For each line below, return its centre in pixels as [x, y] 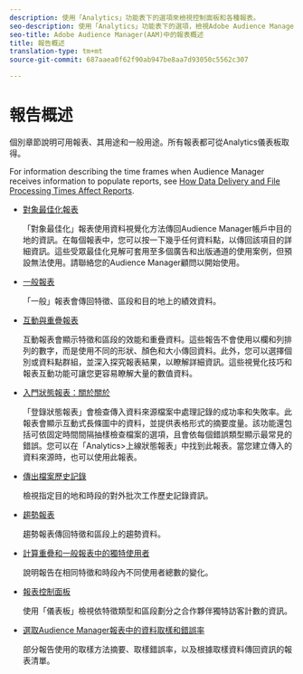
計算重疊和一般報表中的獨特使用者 [86, 553]
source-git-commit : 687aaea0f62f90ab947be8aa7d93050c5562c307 [129, 60]
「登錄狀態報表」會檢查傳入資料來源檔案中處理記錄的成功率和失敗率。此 [157, 412]
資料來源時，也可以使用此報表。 [82, 457]
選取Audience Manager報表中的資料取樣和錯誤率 [114, 630]
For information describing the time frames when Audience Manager [137, 171]
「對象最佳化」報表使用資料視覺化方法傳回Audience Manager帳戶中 [149, 228]
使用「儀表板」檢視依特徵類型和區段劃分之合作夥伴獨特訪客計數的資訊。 [157, 611]
